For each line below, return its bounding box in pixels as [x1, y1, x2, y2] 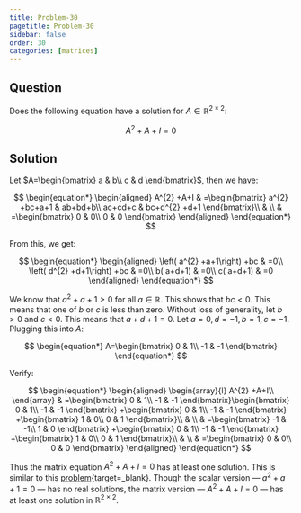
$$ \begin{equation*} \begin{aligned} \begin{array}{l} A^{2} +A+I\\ [28, 384, 274, 396]
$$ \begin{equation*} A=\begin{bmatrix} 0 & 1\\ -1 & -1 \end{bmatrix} [23, 340, 279, 351]
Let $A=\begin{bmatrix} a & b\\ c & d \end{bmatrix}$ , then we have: [9, 175, 259, 185]
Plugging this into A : [9, 323, 84, 334]
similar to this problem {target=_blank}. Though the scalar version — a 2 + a [9, 471, 286, 483]
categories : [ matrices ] [9, 47, 99, 56]
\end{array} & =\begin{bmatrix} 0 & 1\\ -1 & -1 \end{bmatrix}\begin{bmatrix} [12, 394, 290, 405]
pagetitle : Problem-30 [9, 22, 94, 31]
